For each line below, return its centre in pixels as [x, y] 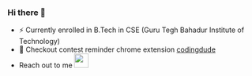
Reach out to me [45, 65]
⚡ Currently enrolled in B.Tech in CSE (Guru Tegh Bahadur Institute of [132, 30]
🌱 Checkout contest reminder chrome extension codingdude [117, 49]
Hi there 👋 [27, 13]
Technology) [39, 42]
